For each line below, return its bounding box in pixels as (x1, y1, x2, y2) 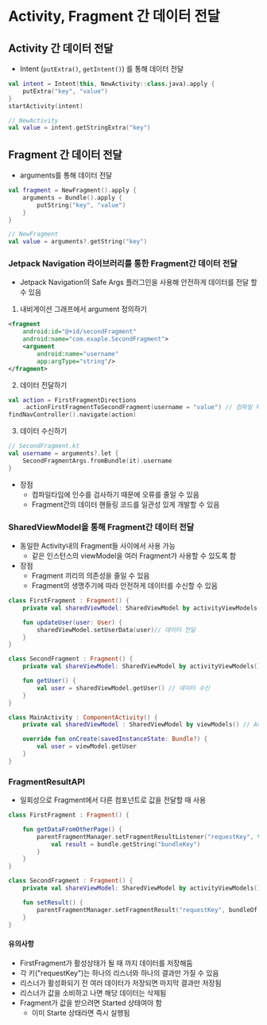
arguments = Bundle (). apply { (22, 193, 123, 201)
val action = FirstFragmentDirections (8, 396, 137, 404)
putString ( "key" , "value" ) (37, 201, 126, 209)
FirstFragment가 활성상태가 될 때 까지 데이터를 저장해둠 (19, 958, 193, 968)
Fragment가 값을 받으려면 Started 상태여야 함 (19, 998, 163, 1007)
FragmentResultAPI (8, 776, 86, 787)
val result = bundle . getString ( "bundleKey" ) (50, 840, 201, 848)
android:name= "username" (37, 349, 119, 358)
